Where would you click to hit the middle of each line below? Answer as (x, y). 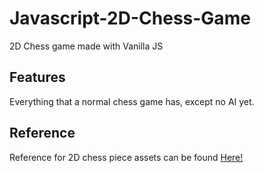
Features (37, 77)
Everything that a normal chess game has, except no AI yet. (132, 101)
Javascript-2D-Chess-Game (130, 18)
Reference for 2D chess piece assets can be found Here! (126, 157)
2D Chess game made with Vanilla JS (86, 46)
